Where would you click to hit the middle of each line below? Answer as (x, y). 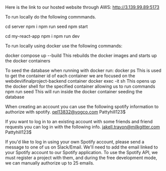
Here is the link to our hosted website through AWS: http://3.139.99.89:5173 (82, 7)
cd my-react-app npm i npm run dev (42, 36)
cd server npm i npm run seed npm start (47, 26)
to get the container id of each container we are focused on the (70, 76)
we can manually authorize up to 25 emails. (50, 163)
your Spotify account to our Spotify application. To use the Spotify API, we (82, 152)
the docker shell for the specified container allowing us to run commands (80, 86)
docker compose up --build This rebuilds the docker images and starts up (81, 55)
